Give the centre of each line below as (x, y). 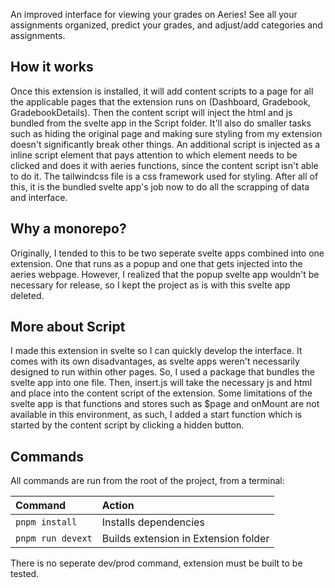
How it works (52, 67)
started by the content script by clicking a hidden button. (127, 425)
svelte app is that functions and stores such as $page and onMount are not (165, 404)
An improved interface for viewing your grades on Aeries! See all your (154, 14)
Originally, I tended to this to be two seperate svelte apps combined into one (167, 253)
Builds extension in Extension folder (185, 539)
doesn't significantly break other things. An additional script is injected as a (165, 144)
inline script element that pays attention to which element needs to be (154, 155)
